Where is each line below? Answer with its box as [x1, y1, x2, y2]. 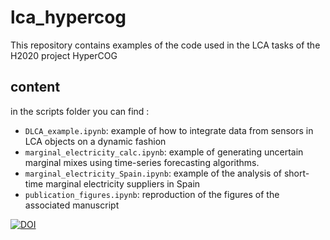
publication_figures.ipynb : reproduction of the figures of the [24, 188, 280, 200]
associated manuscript [24, 199, 120, 211]
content [10, 79, 61, 96]
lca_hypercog [10, 6, 127, 29]
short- [283, 167, 310, 179]
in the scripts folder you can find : [10, 105, 150, 117]
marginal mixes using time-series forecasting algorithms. [24, 156, 260, 168]
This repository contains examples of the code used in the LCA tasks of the [10, 39, 321, 51]
